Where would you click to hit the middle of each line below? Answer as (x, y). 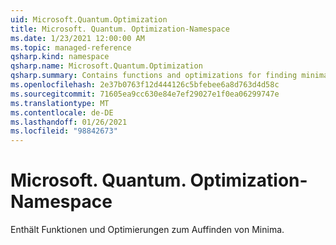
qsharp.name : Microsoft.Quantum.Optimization (106, 66)
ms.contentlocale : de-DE (62, 112)
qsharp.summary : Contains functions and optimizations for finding (154, 76)
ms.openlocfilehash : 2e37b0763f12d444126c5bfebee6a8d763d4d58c (145, 85)
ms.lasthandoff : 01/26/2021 (69, 122)
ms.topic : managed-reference (71, 47)
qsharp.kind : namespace (60, 57)
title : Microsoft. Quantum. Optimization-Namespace (120, 29)
